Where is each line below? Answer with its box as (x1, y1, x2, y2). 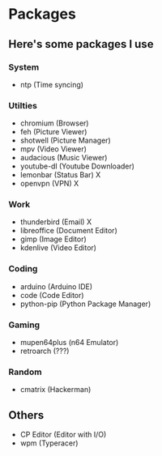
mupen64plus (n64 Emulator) (19, 338, 119, 347)
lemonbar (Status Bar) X (19, 170, 101, 180)
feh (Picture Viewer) (19, 127, 87, 137)
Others (8, 408, 45, 422)
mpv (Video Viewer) (19, 144, 87, 154)
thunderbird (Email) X (19, 217, 92, 227)
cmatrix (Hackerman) (19, 385, 92, 394)
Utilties (8, 100, 38, 111)
